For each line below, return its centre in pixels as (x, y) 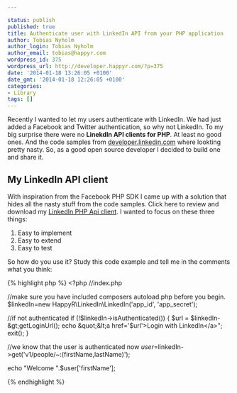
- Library (22, 93)
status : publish (31, 20)
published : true (31, 27)
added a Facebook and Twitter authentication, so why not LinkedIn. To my (115, 127)
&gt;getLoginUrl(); (34, 325)
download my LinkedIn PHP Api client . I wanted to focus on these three (111, 211)
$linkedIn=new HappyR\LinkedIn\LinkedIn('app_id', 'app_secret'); (103, 304)
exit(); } (18, 333)
